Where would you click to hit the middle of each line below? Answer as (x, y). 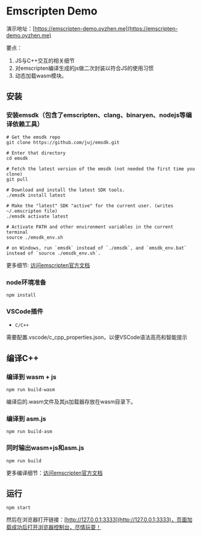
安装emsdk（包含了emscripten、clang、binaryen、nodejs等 (96, 115)
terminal (17, 232)
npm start (19, 508)
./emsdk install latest (36, 195)
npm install (21, 295)
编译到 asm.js (26, 418)
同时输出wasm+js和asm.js (45, 448)
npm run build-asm (29, 432)
